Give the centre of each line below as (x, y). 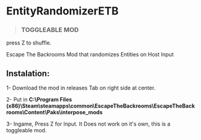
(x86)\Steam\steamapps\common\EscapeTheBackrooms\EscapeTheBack (100, 106)
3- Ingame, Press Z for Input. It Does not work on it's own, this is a (88, 124)
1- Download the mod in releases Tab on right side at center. (81, 88)
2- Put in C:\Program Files (39, 100)
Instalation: (28, 73)
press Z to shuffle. (29, 43)
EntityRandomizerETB (63, 11)
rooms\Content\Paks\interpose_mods (54, 112)
